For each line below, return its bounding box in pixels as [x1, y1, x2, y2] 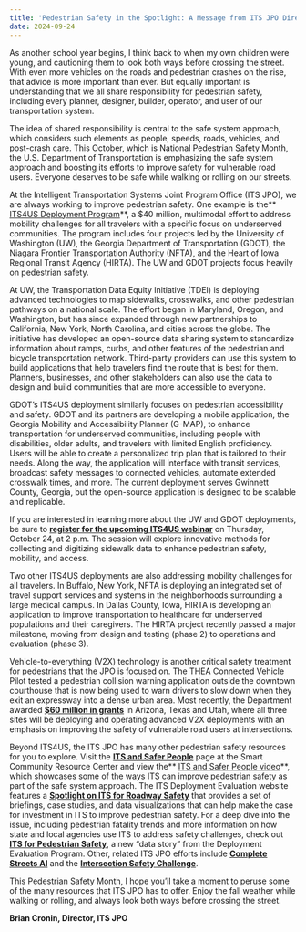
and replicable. [9, 496, 66, 507]
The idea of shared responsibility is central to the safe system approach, [9, 122, 281, 133]
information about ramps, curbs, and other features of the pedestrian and [9, 342, 285, 353]
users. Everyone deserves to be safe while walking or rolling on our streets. [9, 171, 292, 183]
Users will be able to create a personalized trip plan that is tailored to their [9, 447, 287, 458]
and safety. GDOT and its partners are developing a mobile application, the [9, 408, 290, 420]
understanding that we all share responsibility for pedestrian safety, [9, 86, 263, 97]
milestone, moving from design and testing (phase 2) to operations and [9, 628, 276, 639]
